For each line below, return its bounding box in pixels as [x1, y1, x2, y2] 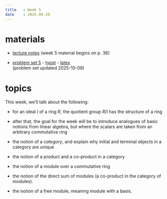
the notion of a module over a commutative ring [12, 163, 111, 169]
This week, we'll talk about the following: [5, 99, 89, 105]
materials [5, 33, 45, 45]
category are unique [12, 144, 54, 150]
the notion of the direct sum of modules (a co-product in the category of [12, 173, 162, 179]
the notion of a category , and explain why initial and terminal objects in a [12, 138, 162, 145]
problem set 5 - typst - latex [12, 59, 70, 65]
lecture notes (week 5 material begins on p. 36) [12, 50, 110, 56]
